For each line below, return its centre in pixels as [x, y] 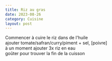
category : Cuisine [24, 19]
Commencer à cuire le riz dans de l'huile [47, 38]
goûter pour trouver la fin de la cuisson [45, 54]
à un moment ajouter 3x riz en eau [40, 48]
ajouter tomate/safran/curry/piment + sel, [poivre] [56, 43]
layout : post [19, 24]
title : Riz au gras [25, 10]
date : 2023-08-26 [23, 14]
